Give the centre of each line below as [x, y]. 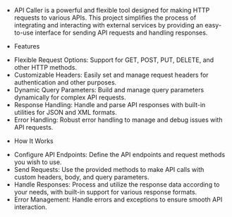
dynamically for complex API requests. [70, 97]
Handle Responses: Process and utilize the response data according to [117, 185]
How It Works [34, 141]
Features [27, 46]
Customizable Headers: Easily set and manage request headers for [111, 75]
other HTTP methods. [45, 67]
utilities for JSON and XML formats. [66, 112]
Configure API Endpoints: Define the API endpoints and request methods [120, 155]
